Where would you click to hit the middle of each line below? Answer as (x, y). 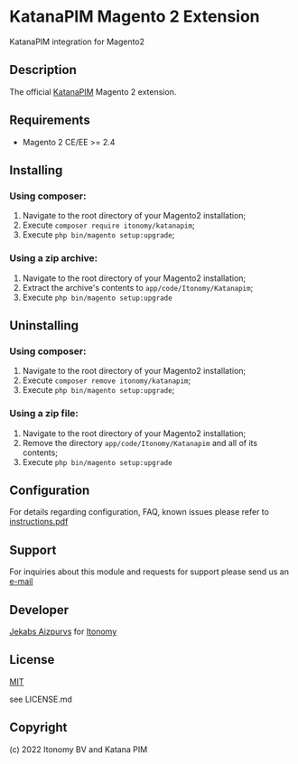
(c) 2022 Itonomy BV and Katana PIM (79, 749)
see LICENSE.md (41, 699)
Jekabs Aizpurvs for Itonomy (63, 631)
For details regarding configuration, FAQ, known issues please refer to (139, 512)
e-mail (21, 582)
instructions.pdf (39, 522)
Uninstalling (44, 326)
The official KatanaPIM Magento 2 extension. (93, 91)
